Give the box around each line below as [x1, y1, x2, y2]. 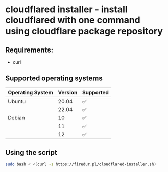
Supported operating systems [5, 74, 103, 83]
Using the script [5, 148, 57, 157]
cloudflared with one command [5, 14, 140, 26]
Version [58, 89, 78, 96]
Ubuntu [8, 97, 26, 105]
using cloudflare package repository [5, 26, 163, 37]
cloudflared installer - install [5, 4, 128, 15]
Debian [8, 114, 25, 121]
